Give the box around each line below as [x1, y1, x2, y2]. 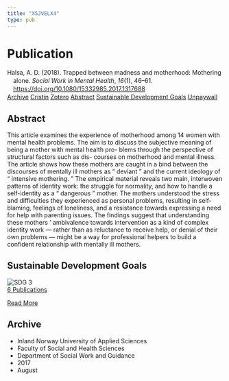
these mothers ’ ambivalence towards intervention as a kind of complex [7, 218, 209, 226]
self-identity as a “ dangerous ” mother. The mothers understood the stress [7, 189, 220, 197]
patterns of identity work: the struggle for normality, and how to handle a [7, 182, 213, 190]
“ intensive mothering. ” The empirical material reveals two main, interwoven [7, 174, 223, 182]
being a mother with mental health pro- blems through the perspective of [7, 145, 214, 153]
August [16, 366, 38, 374]
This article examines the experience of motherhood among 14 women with [7, 131, 221, 139]
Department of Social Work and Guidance [16, 351, 135, 360]
